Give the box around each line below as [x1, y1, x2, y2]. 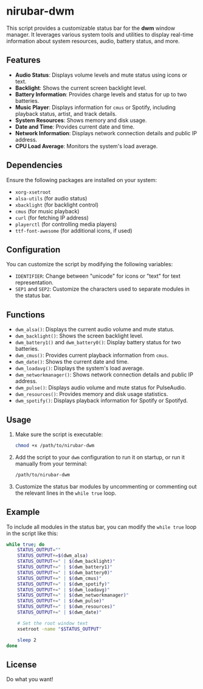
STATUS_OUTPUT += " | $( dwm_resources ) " [17, 604, 115, 610]
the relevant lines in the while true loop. [15, 489, 117, 496]
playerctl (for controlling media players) [15, 221, 117, 228]
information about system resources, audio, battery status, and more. [6, 37, 181, 44]
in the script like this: [6, 529, 58, 537]
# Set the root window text [17, 620, 88, 626]
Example [6, 507, 40, 517]
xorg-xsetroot [15, 189, 51, 196]
